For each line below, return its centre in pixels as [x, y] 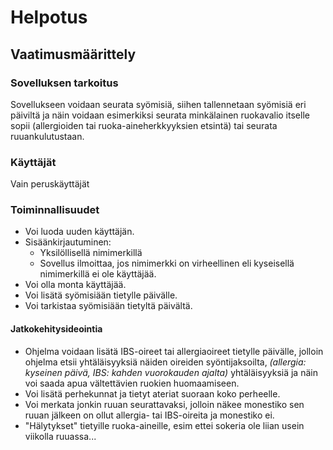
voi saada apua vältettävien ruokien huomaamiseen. [132, 383]
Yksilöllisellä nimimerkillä [91, 253]
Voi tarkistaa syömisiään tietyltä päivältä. [108, 306]
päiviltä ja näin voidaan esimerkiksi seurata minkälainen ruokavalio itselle [160, 115]
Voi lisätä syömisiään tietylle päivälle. [101, 295]
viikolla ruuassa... [60, 436]
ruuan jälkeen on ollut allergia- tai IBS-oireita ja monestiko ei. [149, 415]
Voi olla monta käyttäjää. [75, 285]
